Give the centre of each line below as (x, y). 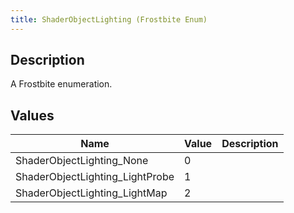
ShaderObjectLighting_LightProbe (95, 177)
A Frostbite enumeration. (61, 84)
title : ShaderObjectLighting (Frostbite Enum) (109, 19)
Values (32, 115)
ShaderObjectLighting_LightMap (91, 193)
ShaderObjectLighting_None (82, 161)
